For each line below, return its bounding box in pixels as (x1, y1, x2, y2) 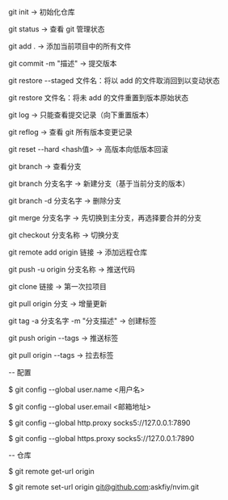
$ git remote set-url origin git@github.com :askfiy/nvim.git (8, 482, 200, 491)
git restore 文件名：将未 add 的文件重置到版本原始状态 (8, 93, 188, 103)
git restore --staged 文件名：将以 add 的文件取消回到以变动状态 (8, 76, 220, 85)
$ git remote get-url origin (8, 467, 95, 476)
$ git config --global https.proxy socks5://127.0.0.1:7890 (8, 434, 195, 443)
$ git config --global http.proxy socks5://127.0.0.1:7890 (8, 418, 191, 427)
